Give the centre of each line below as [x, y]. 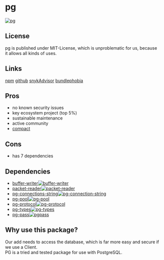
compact [21, 129]
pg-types [22, 209]
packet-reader [27, 188]
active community [30, 123]
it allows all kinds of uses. [31, 53]
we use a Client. [21, 247]
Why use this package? [42, 230]
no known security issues [38, 108]
